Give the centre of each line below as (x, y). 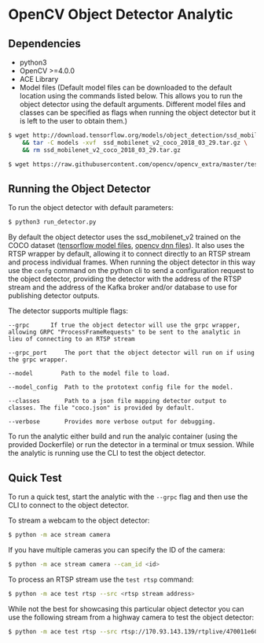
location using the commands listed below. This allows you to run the (131, 96)
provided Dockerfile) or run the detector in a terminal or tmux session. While (131, 445)
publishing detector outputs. (54, 296)
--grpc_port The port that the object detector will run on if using (132, 353)
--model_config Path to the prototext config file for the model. (121, 387)
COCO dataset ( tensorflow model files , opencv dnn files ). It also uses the (126, 246)
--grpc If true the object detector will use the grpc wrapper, (125, 325)
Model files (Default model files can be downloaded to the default (126, 87)
